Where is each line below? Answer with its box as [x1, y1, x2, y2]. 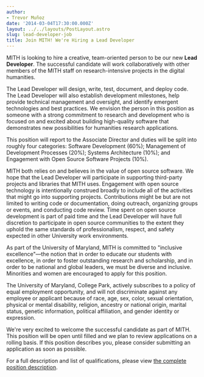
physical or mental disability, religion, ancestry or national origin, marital [6, 301, 187, 308]
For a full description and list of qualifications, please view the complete [6, 357, 187, 364]
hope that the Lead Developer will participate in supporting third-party [6, 174, 183, 181]
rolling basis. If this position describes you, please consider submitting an [6, 339, 191, 346]
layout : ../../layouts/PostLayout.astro [6, 26, 111, 32]
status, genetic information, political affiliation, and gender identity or [6, 307, 180, 315]
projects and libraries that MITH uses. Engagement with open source [6, 181, 179, 187]
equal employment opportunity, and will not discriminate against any [6, 288, 178, 295]
